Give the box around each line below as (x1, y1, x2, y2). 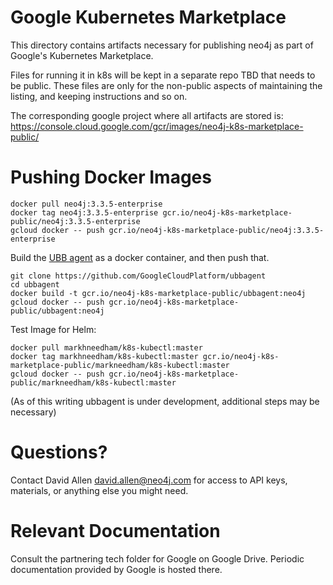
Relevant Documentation (10, 520, 221, 542)
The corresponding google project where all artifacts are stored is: (10, 109, 284, 121)
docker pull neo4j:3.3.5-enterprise (10, 199, 163, 209)
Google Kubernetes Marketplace (10, 6, 287, 29)
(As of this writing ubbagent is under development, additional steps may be (10, 395, 320, 407)
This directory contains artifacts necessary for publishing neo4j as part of (10, 39, 314, 51)
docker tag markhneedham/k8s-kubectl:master (10, 351, 199, 361)
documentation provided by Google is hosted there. (10, 563, 223, 575)
